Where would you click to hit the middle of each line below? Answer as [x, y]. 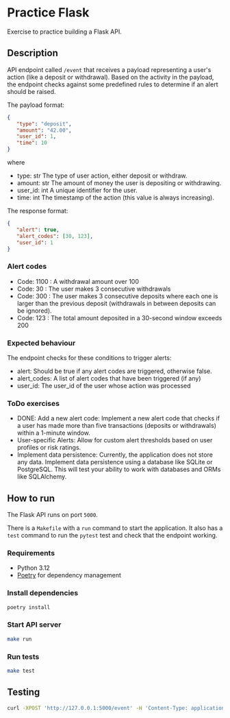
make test [21, 671]
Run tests [23, 656]
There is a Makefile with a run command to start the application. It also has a [115, 528]
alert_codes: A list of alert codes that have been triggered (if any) [109, 378]
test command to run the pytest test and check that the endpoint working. [112, 536]
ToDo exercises [34, 403]
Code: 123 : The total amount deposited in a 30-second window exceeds [119, 318]
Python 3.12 [33, 568]
